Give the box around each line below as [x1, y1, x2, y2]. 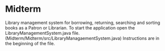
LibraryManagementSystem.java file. [5, 30, 80, 36]
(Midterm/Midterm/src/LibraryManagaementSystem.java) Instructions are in [5, 35, 160, 41]
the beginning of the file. [5, 40, 55, 46]
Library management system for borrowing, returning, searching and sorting [5, 20, 161, 25]
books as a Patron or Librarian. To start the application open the [5, 25, 135, 30]
